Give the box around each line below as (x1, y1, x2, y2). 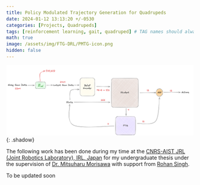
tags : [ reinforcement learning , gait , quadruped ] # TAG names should (6, 29, 183, 35)
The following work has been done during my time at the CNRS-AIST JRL (6, 147, 186, 155)
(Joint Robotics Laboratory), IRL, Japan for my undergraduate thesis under (6, 154, 189, 161)
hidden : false (6, 48, 42, 54)
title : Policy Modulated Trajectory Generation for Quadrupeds (6, 10, 167, 16)
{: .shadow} (6, 136, 35, 143)
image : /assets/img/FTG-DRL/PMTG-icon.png (6, 41, 113, 47)
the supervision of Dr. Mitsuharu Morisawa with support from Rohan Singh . (6, 160, 190, 167)
